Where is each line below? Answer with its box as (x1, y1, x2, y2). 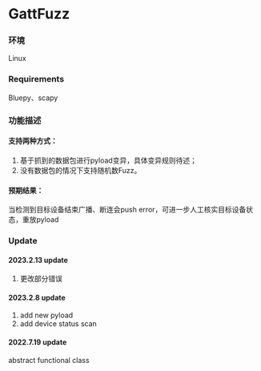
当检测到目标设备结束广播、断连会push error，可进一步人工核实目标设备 (8, 205, 247, 215)
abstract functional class (8, 355, 90, 365)
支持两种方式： (8, 136, 58, 146)
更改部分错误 (19, 274, 62, 284)
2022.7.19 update (8, 337, 67, 347)
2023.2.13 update (8, 255, 68, 264)
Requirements (8, 74, 65, 85)
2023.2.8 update (8, 292, 66, 302)
